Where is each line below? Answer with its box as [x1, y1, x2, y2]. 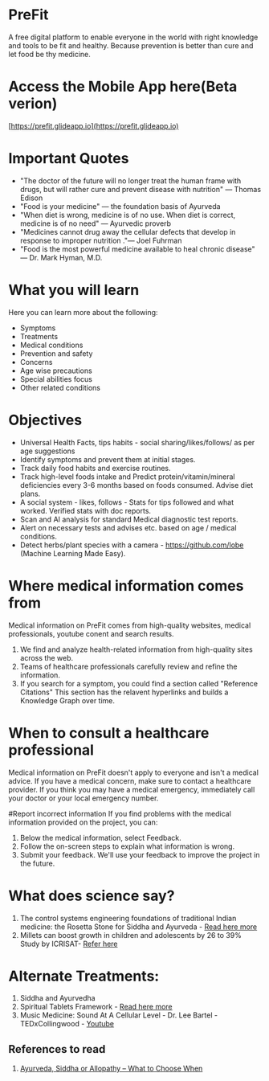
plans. [19, 489, 41, 498]
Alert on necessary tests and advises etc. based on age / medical [19, 522, 237, 532]
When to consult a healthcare [8, 723, 210, 742]
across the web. [19, 653, 74, 662]
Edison [19, 193, 43, 203]
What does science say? [8, 887, 175, 905]
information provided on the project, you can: [8, 817, 158, 827]
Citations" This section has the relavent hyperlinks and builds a [19, 687, 229, 697]
